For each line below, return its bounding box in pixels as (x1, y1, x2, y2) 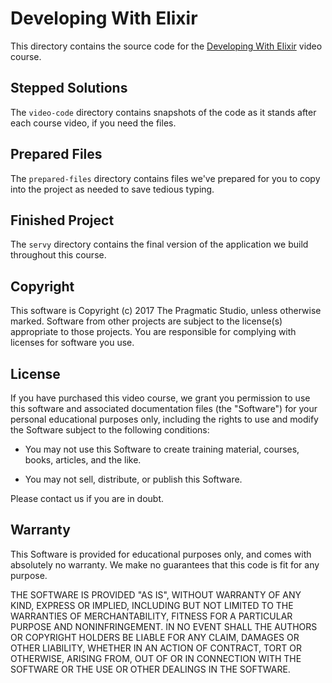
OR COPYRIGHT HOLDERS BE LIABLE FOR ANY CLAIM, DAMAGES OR (10, 631, 300, 643)
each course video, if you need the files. (10, 117, 177, 129)
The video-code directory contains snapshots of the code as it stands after (10, 106, 317, 118)
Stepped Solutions (10, 80, 128, 97)
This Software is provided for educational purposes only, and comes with (10, 548, 312, 560)
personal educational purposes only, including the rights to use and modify (10, 413, 319, 425)
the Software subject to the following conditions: (10, 424, 210, 436)
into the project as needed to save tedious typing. (10, 183, 215, 195)
